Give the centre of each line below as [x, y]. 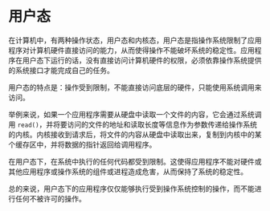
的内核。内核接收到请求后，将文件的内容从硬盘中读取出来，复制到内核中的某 [135, 134]
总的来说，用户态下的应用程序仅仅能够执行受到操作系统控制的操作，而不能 [131, 189]
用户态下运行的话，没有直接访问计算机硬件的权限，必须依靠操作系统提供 [142, 60]
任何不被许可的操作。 [50, 198]
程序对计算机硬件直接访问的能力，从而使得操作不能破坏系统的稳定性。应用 [131, 50]
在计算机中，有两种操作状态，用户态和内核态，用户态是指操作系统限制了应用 [135, 40]
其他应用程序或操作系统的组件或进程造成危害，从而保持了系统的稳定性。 [128, 171]
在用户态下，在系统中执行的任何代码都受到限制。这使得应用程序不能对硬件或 [135, 161]
